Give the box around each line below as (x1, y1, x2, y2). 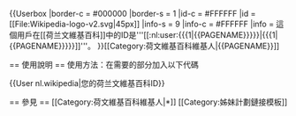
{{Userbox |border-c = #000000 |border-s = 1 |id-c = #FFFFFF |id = (9, 9, 256, 18)
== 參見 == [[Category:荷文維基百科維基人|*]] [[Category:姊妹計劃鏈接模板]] (9, 97, 288, 107)
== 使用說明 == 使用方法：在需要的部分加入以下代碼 (9, 60, 199, 69)
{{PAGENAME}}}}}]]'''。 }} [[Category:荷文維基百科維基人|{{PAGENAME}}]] (9, 40, 280, 51)
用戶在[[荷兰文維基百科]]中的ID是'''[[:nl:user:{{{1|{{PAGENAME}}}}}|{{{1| (16, 30, 278, 40)
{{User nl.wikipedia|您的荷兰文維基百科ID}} (9, 78, 165, 88)
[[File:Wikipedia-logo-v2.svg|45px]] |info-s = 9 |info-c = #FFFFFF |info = (9, 18, 275, 29)
